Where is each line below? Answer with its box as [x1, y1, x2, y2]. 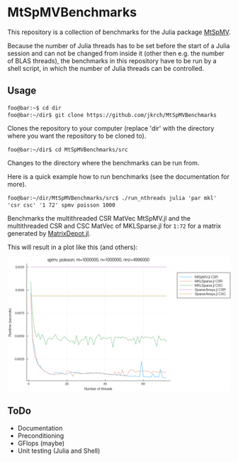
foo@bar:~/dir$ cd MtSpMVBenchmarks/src [7, 146, 129, 153]
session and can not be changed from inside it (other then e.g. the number [7, 49, 225, 57]
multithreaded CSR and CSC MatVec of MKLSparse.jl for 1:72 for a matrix [7, 221, 222, 230]
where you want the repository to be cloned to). [7, 131, 147, 140]
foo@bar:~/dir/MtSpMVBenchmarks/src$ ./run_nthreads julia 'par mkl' [7, 194, 217, 202]
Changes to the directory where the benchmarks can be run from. [7, 158, 200, 167]
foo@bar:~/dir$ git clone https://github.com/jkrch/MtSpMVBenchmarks [7, 111, 217, 119]
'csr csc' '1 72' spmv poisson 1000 [7, 202, 115, 209]
